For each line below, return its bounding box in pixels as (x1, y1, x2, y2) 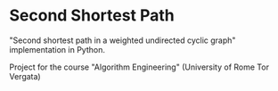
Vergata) (9, 70, 42, 81)
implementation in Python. (9, 44, 105, 54)
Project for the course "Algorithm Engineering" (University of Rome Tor (9, 62, 270, 72)
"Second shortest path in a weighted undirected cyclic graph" (9, 35, 236, 45)
